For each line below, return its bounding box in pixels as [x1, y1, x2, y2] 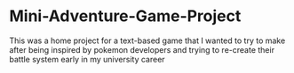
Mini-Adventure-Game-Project [9, 6, 242, 26]
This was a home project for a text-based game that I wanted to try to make [9, 35, 286, 46]
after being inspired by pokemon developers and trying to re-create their [9, 44, 275, 55]
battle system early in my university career [9, 54, 166, 64]
